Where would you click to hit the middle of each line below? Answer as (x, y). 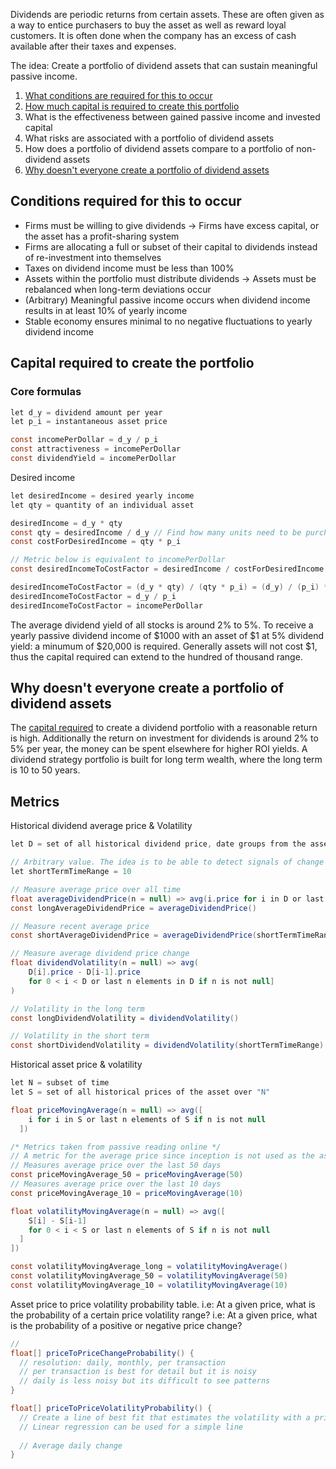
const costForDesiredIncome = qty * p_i (96, 542)
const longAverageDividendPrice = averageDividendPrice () (133, 908)
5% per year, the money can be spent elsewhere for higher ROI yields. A (159, 749)
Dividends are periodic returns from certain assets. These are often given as (167, 14)
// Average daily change (71, 1445)
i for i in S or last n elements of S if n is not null (147, 1119)
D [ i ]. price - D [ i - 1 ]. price (84, 972)
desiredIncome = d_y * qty (66, 523)
